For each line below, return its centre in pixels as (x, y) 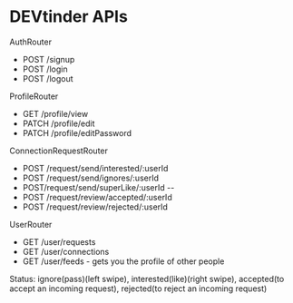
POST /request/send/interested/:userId (95, 168)
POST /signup (49, 59)
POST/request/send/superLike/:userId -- (98, 187)
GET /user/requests (59, 241)
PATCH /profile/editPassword (77, 132)
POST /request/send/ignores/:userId (91, 178)
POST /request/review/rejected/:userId (95, 207)
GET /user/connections (66, 251)
